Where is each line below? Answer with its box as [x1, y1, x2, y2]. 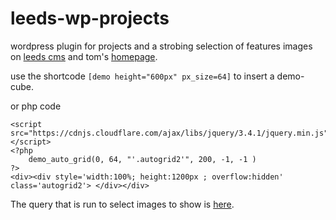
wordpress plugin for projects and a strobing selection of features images [10, 40, 313, 52]
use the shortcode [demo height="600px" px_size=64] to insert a [10, 70, 275, 82]
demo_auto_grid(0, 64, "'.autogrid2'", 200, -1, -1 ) [28, 154, 257, 164]
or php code [10, 100, 62, 112]
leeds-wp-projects [10, 7, 170, 30]
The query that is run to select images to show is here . [10, 198, 235, 210]
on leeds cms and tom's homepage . [10, 50, 158, 62]
